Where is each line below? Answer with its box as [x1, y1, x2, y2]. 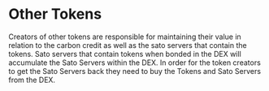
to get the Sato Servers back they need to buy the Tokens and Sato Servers [8, 66, 262, 76]
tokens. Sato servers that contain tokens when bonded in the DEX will [8, 49, 241, 58]
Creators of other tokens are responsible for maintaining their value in [8, 32, 241, 41]
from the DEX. [8, 75, 55, 84]
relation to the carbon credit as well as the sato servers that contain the [8, 40, 247, 50]
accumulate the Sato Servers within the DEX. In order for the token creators [8, 58, 262, 67]
